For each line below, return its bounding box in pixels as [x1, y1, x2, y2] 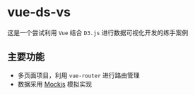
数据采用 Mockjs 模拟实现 [17, 80, 93, 88]
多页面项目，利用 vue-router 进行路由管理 [17, 71, 140, 80]
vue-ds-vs [7, 4, 71, 20]
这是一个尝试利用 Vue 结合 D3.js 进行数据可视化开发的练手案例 [7, 28, 189, 37]
